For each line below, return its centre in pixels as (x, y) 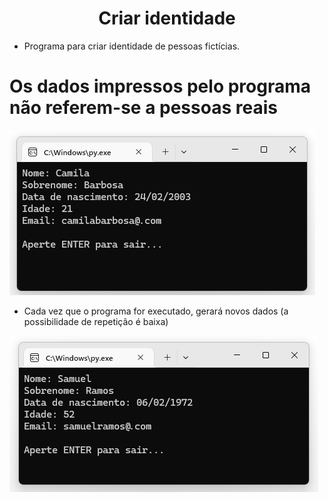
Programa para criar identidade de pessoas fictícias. (132, 46)
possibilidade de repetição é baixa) (96, 321)
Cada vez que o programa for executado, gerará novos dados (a (156, 311)
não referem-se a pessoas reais (143, 108)
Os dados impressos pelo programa (160, 86)
